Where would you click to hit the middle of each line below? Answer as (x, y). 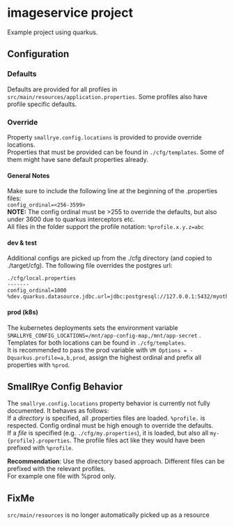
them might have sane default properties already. (78, 159)
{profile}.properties (39, 441)
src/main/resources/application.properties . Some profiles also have (107, 96)
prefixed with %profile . (40, 448)
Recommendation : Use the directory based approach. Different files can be (116, 461)
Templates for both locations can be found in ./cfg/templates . (97, 343)
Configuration (38, 54)
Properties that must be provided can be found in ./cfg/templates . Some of (116, 152)
